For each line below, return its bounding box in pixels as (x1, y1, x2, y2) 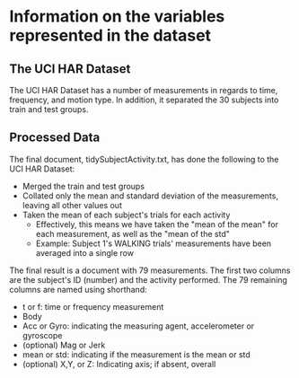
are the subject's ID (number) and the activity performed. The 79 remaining (9, 274, 287, 285)
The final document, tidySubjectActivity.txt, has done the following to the (9, 154, 279, 164)
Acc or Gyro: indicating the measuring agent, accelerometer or (22, 321, 255, 331)
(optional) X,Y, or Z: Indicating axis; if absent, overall (22, 358, 216, 369)
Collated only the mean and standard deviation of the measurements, (22, 190, 278, 201)
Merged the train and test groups (22, 180, 145, 191)
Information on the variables (9, 6, 225, 27)
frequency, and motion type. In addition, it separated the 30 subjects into (9, 94, 279, 105)
